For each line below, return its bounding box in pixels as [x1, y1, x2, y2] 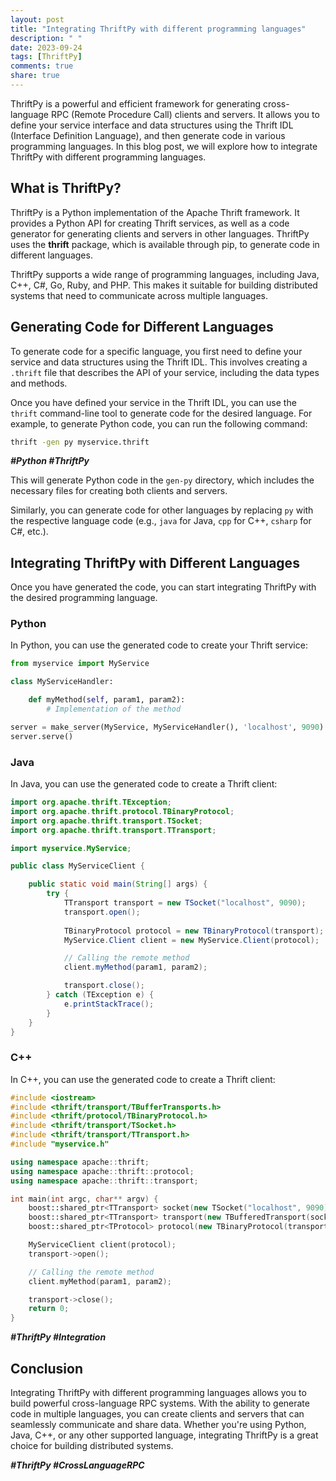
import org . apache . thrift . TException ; [10, 797, 172, 808]
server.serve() [10, 731, 74, 741]
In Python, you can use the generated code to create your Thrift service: [10, 639, 308, 651]
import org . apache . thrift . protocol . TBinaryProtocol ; [10, 806, 235, 816]
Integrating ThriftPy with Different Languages [10, 554, 300, 571]
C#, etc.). [10, 526, 49, 538]
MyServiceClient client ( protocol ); [28, 1240, 177, 1250]
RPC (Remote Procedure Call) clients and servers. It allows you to [50, 108, 320, 120]
